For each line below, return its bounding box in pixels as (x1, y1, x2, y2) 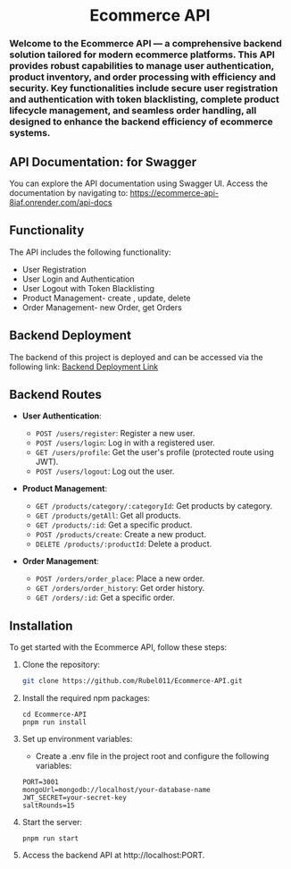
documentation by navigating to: (9, 187, 129, 198)
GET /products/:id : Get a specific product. (35, 519, 193, 530)
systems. (9, 127, 51, 139)
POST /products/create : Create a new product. (35, 529, 207, 540)
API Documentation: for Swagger (9, 154, 197, 170)
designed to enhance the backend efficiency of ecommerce (9, 115, 274, 128)
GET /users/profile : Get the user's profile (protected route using (35, 447, 275, 458)
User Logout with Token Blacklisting (21, 283, 154, 293)
